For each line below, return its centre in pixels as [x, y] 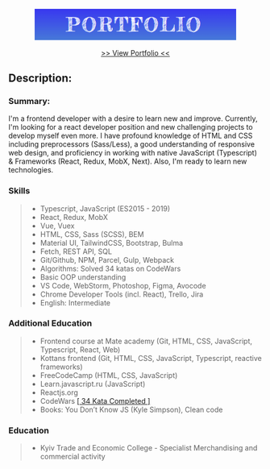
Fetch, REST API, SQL [76, 251]
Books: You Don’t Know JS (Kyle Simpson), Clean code [131, 409]
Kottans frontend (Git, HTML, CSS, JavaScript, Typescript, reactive [151, 358]
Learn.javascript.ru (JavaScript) [93, 384]
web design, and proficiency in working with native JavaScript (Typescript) [133, 153]
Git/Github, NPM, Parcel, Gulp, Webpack [107, 259]
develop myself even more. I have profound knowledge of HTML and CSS [131, 136]
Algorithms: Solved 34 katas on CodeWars [110, 268]
